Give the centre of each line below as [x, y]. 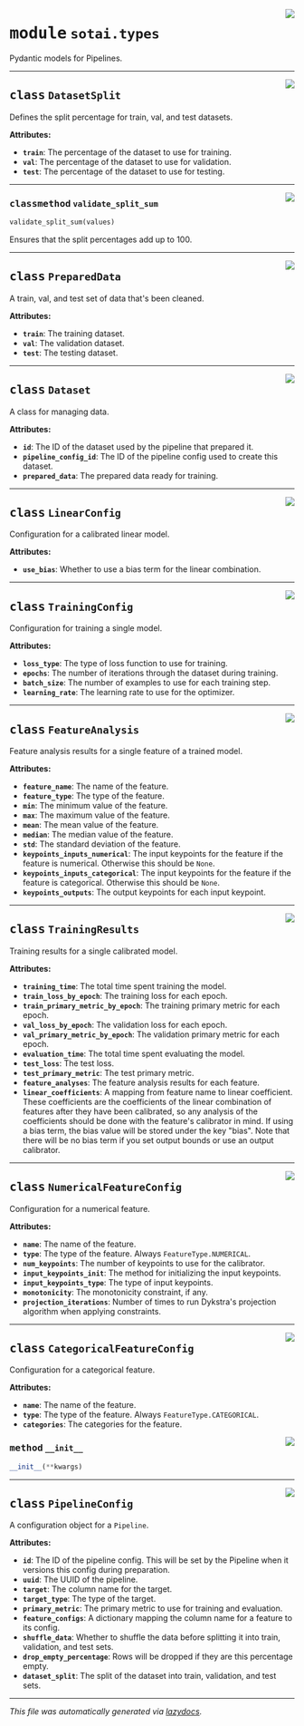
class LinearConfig [66, 513]
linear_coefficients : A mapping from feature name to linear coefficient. [157, 1091]
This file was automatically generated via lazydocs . [106, 1711]
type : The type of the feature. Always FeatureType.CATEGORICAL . [141, 1415]
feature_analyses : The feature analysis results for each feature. [141, 1082]
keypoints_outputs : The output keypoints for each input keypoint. [144, 892]
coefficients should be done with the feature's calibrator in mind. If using [158, 1120]
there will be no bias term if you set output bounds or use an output [148, 1140]
